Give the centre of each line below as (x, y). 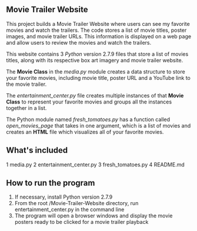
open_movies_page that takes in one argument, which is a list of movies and (98, 125)
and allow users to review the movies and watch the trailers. (79, 42)
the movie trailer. (26, 84)
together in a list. (26, 108)
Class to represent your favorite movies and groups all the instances (89, 102)
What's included (37, 150)
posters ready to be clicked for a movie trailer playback (81, 222)
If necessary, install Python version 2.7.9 (64, 197)
